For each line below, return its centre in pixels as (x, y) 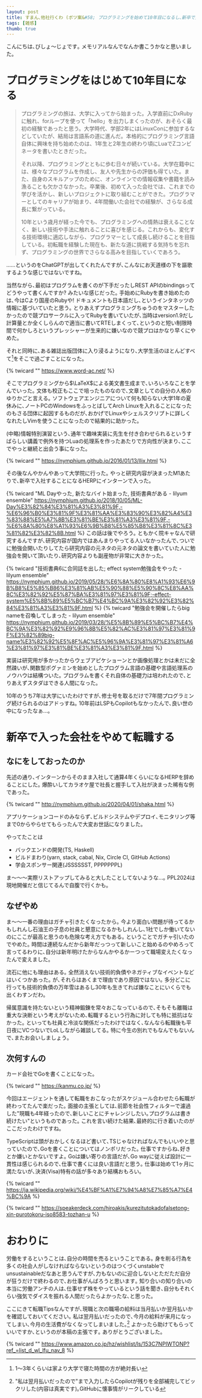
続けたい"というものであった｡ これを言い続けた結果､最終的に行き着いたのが (100, 1121)
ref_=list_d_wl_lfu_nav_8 (35, 1350)
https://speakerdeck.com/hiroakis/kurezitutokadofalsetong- (115, 1208)
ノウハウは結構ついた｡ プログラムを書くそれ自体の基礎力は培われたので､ (96, 675)
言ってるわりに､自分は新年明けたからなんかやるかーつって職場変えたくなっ (99, 951)
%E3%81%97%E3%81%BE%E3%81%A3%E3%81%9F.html (80, 648)
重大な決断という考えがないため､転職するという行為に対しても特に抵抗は (97, 1015)
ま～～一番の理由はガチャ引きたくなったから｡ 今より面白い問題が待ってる (98, 921)
